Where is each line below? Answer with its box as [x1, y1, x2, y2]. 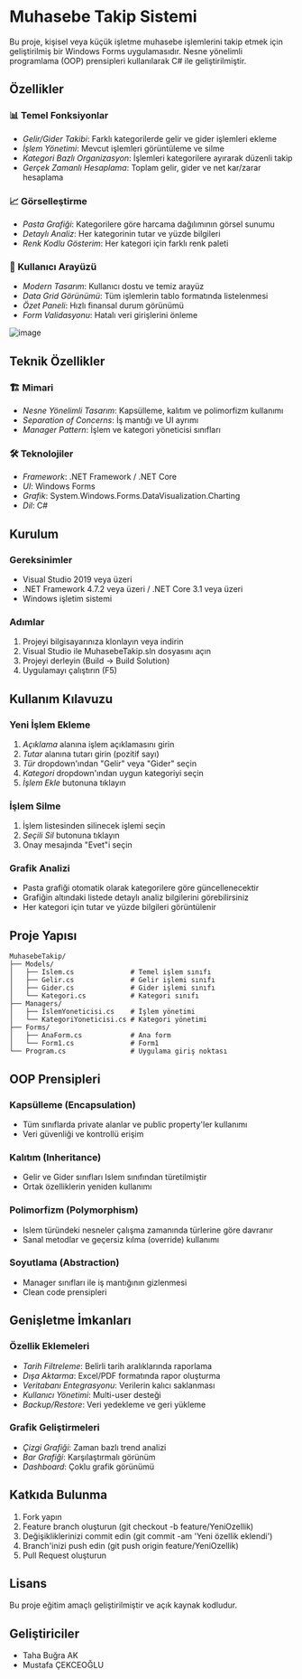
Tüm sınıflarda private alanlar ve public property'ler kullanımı [22, 1119, 248, 1130]
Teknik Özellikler [9, 353, 105, 369]
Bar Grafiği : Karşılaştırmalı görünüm [22, 1451, 156, 1462]
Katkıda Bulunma [9, 1487, 108, 1503]
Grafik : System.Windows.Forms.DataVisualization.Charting [22, 491, 241, 502]
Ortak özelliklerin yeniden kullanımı [22, 1181, 152, 1192]
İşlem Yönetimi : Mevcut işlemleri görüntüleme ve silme [22, 143, 225, 154]
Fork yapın [22, 1511, 62, 1522]
